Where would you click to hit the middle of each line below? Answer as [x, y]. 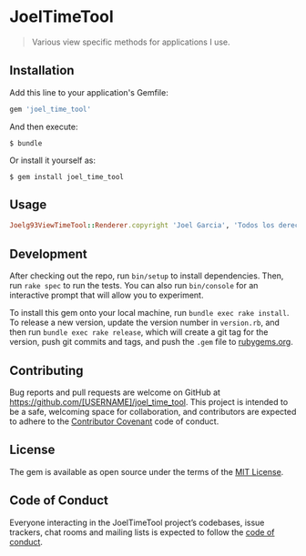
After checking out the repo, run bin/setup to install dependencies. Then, [147, 276]
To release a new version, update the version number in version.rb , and [145, 323]
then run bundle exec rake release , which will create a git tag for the [139, 332]
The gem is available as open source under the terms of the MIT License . [147, 471]
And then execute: [44, 126]
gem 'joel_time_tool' [51, 109]
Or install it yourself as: [52, 160]
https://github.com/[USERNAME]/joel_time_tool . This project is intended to [149, 401]
